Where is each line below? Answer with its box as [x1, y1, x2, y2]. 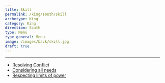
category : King [5, 21, 36, 26]
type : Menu [5, 30, 27, 35]
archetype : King [5, 16, 38, 21]
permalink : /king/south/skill [5, 12, 67, 17]
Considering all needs [12, 67, 56, 73]
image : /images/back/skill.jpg [5, 39, 69, 44]
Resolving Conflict [12, 62, 50, 68]
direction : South [5, 26, 41, 30]
